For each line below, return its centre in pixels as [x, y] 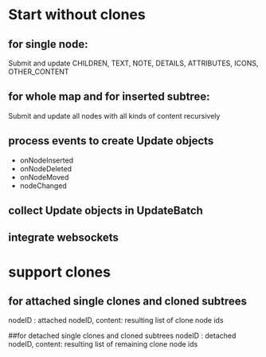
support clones [60, 272]
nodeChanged [43, 186]
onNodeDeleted [46, 168]
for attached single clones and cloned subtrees [128, 301]
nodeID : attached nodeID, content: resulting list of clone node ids [116, 320]
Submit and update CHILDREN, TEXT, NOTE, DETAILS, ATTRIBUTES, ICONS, [133, 63]
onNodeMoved [44, 177]
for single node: [48, 44]
